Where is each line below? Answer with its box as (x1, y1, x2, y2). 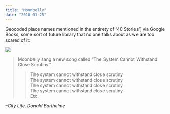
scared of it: (5, 36, 30, 43)
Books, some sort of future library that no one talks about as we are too (5, 31, 155, 37)
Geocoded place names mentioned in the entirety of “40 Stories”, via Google (5, 26, 165, 32)
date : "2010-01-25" (5, 12, 47, 17)
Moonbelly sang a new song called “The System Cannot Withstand (17, 56, 158, 62)
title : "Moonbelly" (5, 7, 47, 13)
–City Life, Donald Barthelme (5, 102, 65, 109)
